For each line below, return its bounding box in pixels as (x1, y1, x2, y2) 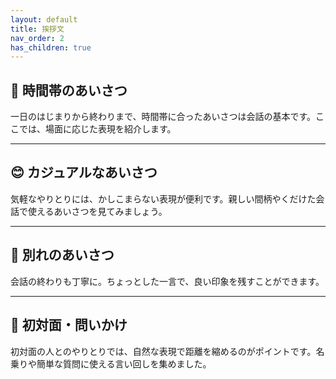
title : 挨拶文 (10, 24, 65, 34)
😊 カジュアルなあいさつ (10, 164, 158, 181)
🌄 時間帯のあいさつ (10, 82, 128, 99)
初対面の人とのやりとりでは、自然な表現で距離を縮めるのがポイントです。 (10, 345, 317, 357)
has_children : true (10, 42, 92, 53)
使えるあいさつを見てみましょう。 (27, 205, 168, 217)
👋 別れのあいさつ (10, 247, 115, 264)
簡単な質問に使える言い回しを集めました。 (36, 357, 212, 370)
